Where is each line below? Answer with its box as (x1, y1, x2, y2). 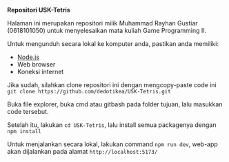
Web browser (17, 60, 56, 68)
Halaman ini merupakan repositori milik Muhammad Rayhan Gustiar (7, 19, 198, 27)
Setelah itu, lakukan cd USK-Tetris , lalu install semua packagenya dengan (7, 121, 217, 129)
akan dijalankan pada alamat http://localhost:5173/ (7, 148, 158, 155)
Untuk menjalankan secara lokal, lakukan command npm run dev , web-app (7, 140, 219, 148)
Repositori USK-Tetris (7, 6, 70, 14)
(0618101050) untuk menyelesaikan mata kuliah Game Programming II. (7, 27, 207, 34)
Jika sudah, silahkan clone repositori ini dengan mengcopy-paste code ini (7, 81, 217, 89)
